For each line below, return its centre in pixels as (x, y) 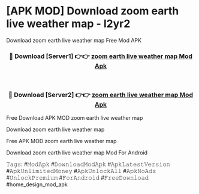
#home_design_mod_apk (37, 184)
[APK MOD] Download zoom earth (93, 11)
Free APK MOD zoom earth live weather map (61, 141)
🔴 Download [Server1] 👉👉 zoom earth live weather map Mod (101, 56)
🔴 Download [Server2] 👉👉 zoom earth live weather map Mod (101, 95)
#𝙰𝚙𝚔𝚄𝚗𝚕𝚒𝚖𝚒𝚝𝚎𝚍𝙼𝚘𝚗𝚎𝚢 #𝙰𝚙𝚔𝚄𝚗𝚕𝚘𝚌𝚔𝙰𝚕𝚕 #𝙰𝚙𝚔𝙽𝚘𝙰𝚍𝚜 (81, 171)
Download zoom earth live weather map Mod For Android (77, 152)
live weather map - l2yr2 (68, 24)
